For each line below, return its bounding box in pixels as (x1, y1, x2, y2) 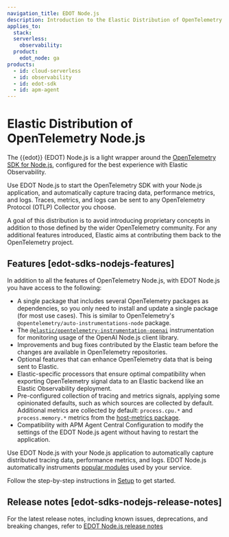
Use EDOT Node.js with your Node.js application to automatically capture (7, 449, 214, 457)
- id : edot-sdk (13, 80, 57, 87)
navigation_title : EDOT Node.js (7, 10, 99, 17)
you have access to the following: (7, 283, 102, 291)
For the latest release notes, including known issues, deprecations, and (7, 514, 208, 523)
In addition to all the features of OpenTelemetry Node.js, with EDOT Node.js (7, 276, 221, 285)
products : (7, 61, 36, 68)
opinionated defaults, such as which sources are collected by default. (16, 398, 214, 407)
